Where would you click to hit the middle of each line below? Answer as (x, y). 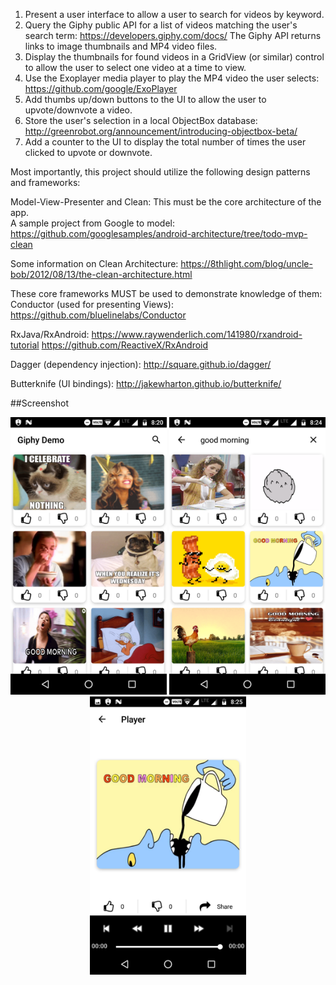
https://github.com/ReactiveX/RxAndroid (125, 345)
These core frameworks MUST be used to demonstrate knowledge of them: (166, 293)
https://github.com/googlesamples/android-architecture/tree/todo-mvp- (159, 233)
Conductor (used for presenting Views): (92, 304)
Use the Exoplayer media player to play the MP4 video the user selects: (172, 78)
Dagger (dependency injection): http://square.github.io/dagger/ (141, 364)
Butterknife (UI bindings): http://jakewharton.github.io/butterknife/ (146, 383)
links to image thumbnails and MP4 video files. (121, 46)
